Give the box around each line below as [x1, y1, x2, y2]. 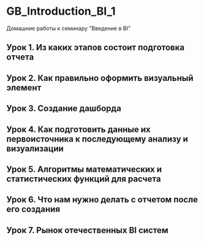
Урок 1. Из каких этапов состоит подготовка [6, 42, 185, 53]
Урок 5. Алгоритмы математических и [6, 164, 162, 174]
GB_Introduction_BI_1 [6, 4, 116, 18]
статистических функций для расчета [6, 174, 161, 184]
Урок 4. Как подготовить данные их [6, 124, 151, 134]
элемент [6, 82, 42, 93]
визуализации [6, 143, 64, 154]
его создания [6, 204, 60, 215]
